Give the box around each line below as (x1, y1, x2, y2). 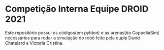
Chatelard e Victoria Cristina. (5, 40, 64, 46)
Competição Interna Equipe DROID (5, 3, 149, 15)
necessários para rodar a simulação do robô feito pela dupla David (5, 35, 140, 41)
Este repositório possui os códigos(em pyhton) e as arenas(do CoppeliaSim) (5, 30, 160, 35)
